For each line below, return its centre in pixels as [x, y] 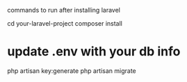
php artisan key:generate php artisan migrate [72, 71]
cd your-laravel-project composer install [65, 23]
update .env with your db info [94, 52]
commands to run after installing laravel [64, 10]
